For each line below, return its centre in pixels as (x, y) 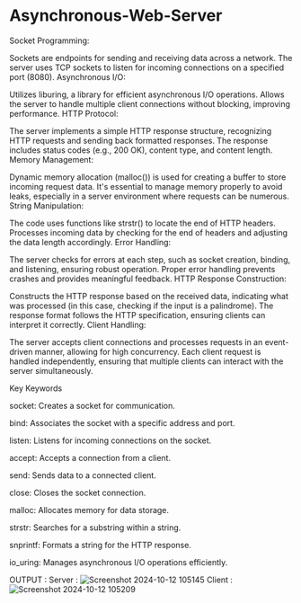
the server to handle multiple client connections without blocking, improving (150, 103)
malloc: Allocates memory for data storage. (89, 510)
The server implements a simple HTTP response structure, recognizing (141, 130)
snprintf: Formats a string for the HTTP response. (100, 545)
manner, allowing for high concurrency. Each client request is (148, 351)
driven (21, 351)
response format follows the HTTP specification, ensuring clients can (137, 315)
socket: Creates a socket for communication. (92, 405)
